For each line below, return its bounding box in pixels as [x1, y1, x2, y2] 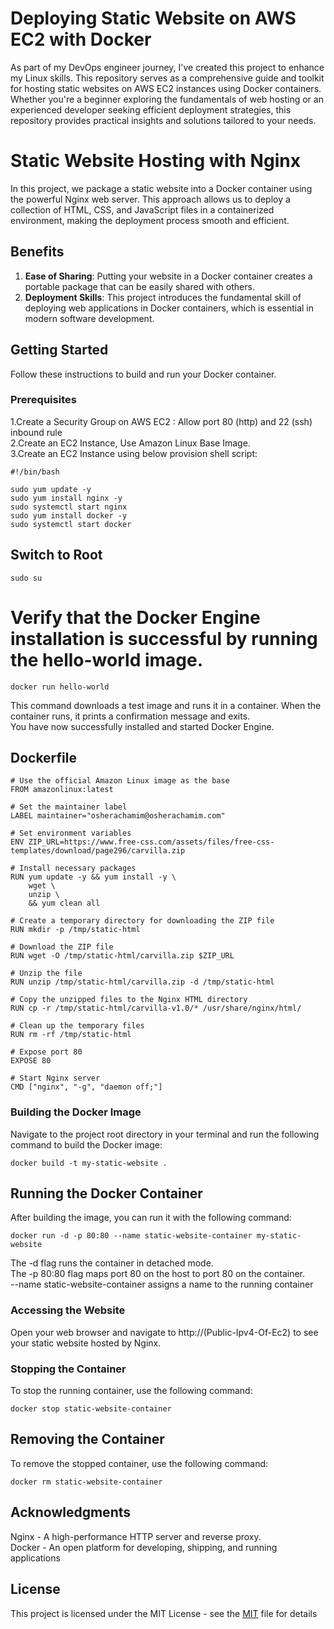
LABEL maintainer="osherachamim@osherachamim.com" [10, 811, 226, 821]
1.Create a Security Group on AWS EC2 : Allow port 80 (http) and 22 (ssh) [10, 415, 313, 427]
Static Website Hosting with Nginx [10, 150, 301, 172]
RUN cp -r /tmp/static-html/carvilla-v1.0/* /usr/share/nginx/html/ [10, 1003, 302, 1014]
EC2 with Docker [10, 28, 152, 51]
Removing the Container [10, 1431, 165, 1448]
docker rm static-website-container [10, 1477, 163, 1487]
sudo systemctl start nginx [10, 502, 128, 512]
